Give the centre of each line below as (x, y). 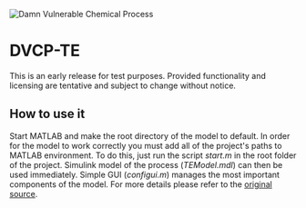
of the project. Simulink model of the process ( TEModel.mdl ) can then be (146, 164)
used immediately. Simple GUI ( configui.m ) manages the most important (145, 174)
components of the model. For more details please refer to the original (141, 184)
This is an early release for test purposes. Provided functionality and (138, 75)
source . (24, 193)
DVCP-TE (45, 51)
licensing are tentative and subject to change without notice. (123, 85)
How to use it (47, 114)
